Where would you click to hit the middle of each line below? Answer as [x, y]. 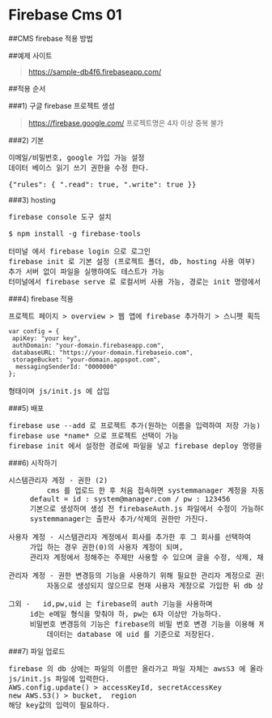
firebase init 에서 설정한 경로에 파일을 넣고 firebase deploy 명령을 [136, 446]
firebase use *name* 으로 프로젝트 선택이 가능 [93, 436]
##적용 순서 [27, 88]
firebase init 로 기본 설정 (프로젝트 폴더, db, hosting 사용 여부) [132, 261]
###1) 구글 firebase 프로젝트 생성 [62, 105]
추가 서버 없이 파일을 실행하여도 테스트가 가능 [87, 271]
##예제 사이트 [30, 55]
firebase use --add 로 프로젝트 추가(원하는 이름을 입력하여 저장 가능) [135, 425]
